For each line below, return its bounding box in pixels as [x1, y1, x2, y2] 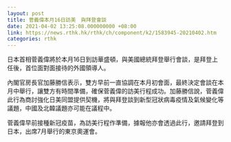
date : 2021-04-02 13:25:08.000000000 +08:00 [7, 23, 137, 29]
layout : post [7, 10, 45, 17]
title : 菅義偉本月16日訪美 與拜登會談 [7, 16, 107, 23]
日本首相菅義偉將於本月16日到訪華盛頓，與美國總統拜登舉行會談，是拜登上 [7, 56, 219, 64]
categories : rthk [7, 36, 57, 43]
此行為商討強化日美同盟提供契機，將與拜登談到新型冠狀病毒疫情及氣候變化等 [7, 95, 224, 104]
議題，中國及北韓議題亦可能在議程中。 [7, 104, 115, 113]
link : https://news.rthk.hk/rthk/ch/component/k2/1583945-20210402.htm [7, 29, 217, 36]
